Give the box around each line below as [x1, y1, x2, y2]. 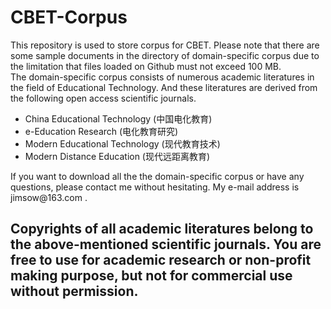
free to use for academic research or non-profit [10, 252, 312, 269]
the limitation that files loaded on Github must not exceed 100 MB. [10, 60, 282, 72]
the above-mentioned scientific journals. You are [10, 236, 322, 253]
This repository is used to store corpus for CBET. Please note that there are [10, 39, 320, 51]
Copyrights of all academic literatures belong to [10, 221, 314, 238]
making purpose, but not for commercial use [10, 267, 293, 285]
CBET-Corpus [10, 6, 128, 29]
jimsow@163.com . [10, 191, 88, 203]
